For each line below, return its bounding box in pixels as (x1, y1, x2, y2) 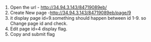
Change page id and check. (10, 20, 68, 26)
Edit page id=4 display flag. (10, 26, 67, 32)
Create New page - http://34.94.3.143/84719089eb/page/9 (10, 10, 131, 16)
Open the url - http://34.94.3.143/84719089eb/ (10, 5, 107, 10)
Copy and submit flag (10, 31, 55, 37)
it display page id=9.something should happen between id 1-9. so (10, 15, 146, 21)
